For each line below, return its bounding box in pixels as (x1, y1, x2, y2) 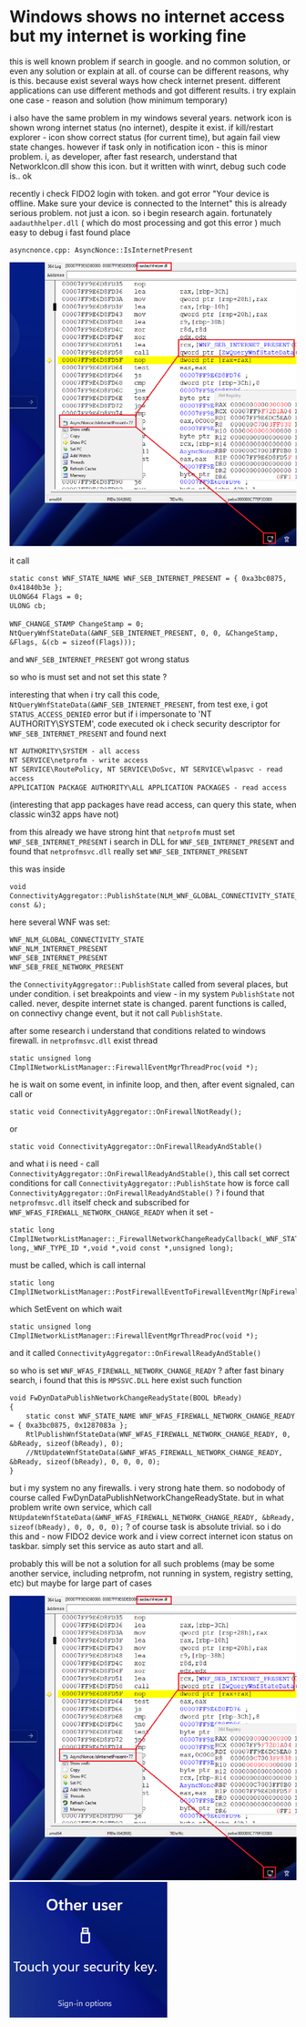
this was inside (9, 864, 66, 874)
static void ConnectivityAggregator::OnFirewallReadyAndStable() (9, 1143, 262, 1152)
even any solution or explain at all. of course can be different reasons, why (9, 66, 290, 77)
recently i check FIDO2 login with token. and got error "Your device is (9, 188, 270, 199)
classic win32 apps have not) (9, 809, 119, 820)
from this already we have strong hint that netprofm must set (9, 827, 235, 838)
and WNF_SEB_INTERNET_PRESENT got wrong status (9, 654, 189, 665)
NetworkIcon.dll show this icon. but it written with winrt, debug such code (9, 160, 287, 171)
